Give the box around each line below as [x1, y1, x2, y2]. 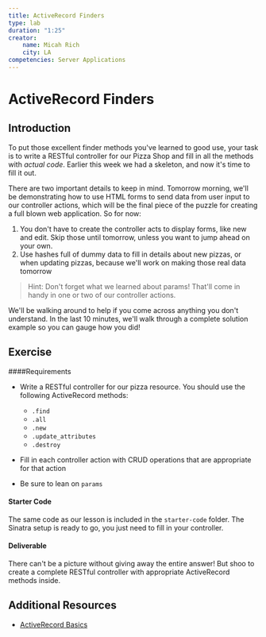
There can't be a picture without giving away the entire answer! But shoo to [8, 559, 255, 569]
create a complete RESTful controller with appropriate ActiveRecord [8, 567, 230, 577]
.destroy [31, 441, 61, 449]
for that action [19, 463, 66, 473]
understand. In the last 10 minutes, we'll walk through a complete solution [8, 314, 249, 323]
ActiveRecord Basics [19, 620, 88, 629]
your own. [19, 241, 53, 250]
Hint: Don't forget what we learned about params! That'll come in [27, 281, 241, 291]
